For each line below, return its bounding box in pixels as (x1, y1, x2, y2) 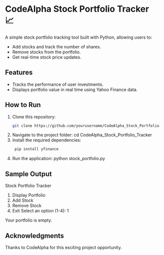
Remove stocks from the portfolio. (12, 49, 81, 55)
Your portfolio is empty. (5, 217, 52, 223)
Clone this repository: (12, 114, 56, 119)
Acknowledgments (5, 232, 65, 240)
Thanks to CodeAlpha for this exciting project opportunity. (5, 244, 122, 250)
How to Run (5, 101, 41, 109)
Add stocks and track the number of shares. (12, 44, 101, 49)
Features (5, 69, 33, 77)
